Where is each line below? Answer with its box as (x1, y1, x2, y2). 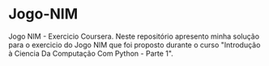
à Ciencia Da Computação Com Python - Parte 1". (8, 48, 174, 58)
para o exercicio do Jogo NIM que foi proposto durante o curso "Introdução (8, 39, 261, 49)
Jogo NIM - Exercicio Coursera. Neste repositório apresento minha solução (8, 31, 260, 41)
